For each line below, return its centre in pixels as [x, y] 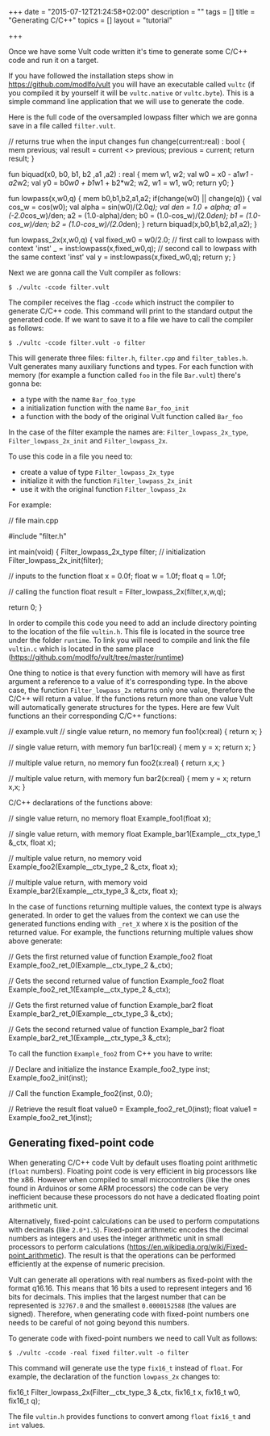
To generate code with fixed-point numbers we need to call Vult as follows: [133, 1338]
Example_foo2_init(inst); [48, 1078]
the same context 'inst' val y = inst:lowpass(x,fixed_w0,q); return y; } [122, 257]
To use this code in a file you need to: [71, 456]
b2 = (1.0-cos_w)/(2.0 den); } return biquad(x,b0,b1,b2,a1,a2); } [154, 224]
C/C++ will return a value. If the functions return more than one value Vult [131, 699]
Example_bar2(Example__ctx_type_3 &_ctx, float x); [93, 891]
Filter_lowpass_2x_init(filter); [56, 560]
